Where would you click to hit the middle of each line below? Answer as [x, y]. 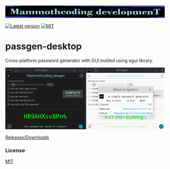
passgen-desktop [44, 47]
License [15, 150]
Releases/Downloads [27, 138]
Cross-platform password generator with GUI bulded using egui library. [79, 61]
